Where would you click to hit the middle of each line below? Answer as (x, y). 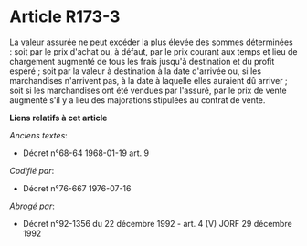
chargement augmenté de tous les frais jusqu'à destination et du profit (142, 61)
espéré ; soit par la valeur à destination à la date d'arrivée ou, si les (136, 71)
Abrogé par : (32, 206)
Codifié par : (32, 170)
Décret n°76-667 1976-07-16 (77, 188)
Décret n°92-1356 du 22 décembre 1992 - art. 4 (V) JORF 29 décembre (157, 223)
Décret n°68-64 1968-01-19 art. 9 (85, 153)
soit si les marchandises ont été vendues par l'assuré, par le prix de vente (148, 90)
